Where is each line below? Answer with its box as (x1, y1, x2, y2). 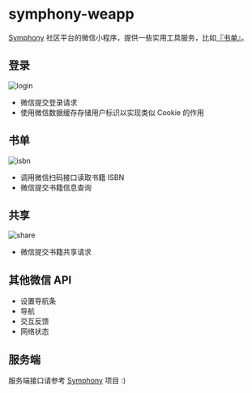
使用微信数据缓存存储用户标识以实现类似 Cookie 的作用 (19, 107, 204, 117)
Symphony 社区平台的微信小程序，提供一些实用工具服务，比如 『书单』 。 (8, 32, 249, 42)
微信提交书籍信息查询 (19, 182, 92, 192)
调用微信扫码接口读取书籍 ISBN (19, 172, 125, 182)
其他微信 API (8, 273, 72, 287)
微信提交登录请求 (19, 97, 78, 107)
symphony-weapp (8, 5, 135, 23)
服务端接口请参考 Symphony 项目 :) (8, 376, 126, 385)
